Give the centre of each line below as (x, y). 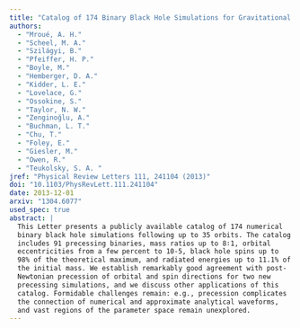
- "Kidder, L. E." (52, 84)
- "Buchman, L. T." (54, 127)
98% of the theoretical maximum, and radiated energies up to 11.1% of (154, 260)
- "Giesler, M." (48, 151)
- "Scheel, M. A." (52, 43)
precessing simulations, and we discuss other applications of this (148, 285)
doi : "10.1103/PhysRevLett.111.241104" (84, 185)
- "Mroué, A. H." (50, 34)
